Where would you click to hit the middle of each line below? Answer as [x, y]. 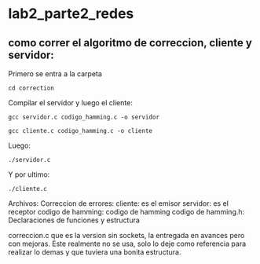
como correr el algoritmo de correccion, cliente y [130, 43]
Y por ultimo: [29, 174]
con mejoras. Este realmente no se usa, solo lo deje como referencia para [127, 244]
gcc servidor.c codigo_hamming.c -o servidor [84, 117]
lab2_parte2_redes [71, 14]
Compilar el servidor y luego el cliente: [71, 103]
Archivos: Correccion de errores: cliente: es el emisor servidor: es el [119, 203]
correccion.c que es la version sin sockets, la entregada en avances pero [126, 235]
